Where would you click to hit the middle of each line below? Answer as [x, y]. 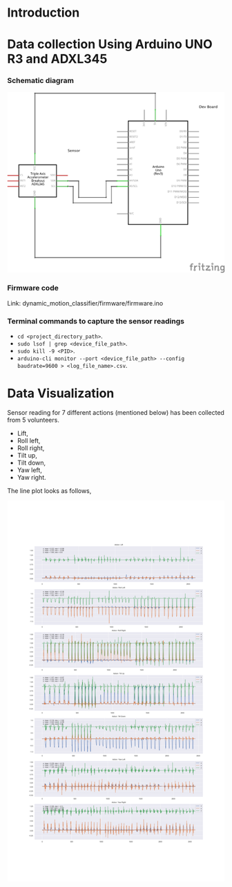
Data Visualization [61, 394]
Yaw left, [30, 470]
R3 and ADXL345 [57, 59]
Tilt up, [27, 456]
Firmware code [33, 288]
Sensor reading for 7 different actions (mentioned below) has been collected [116, 413]
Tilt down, [31, 463]
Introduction [43, 13]
